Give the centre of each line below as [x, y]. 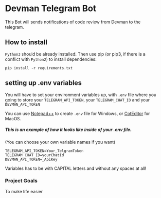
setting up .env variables [43, 83]
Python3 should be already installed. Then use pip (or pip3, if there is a [75, 54]
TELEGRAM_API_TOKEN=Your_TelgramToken [44, 151]
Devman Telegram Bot [51, 8]
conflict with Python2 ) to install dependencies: [51, 59]
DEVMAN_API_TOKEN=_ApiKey [31, 159]
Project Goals [21, 181]
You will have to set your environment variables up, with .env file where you [81, 95]
